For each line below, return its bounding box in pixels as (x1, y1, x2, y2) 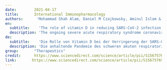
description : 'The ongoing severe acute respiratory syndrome (9, 30, 141, 35)
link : (5, 58, 16, 63)
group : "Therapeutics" (5, 48, 66, 53)
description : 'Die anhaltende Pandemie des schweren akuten (9, 44, 137, 49)
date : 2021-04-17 (5, 7, 57, 12)
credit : (5, 53, 21, 58)
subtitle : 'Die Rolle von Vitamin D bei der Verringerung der (9, 39, 148, 44)
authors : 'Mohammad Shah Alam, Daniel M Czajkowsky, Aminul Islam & (5, 16, 162, 21)
